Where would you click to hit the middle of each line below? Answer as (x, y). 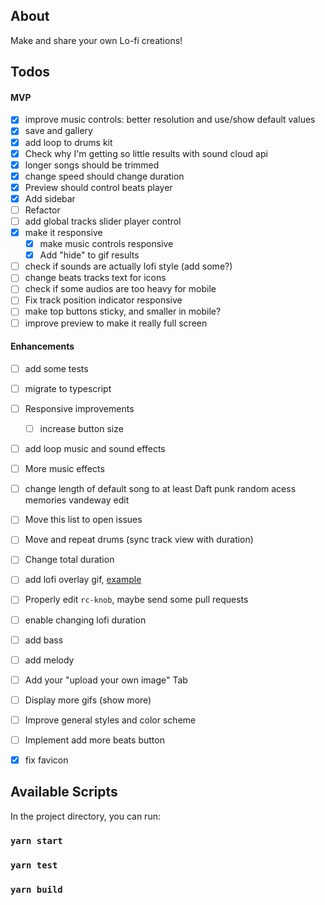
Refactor (42, 210)
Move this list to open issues (83, 520)
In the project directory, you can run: (85, 816)
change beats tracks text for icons (95, 278)
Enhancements (42, 346)
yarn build (36, 889)
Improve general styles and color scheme (110, 720)
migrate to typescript (68, 388)
